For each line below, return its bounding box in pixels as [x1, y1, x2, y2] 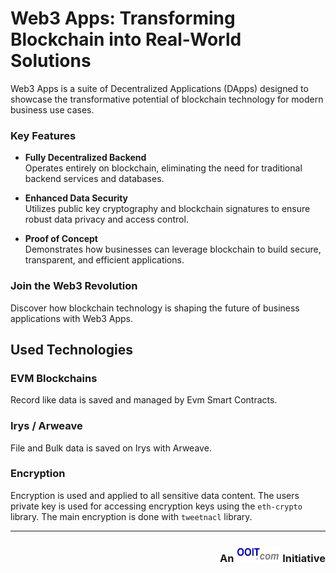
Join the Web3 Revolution [10, 279, 138, 293]
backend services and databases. [24, 173, 165, 185]
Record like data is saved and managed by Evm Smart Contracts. [10, 394, 278, 406]
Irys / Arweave [10, 419, 83, 433]
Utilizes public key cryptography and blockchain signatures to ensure [24, 203, 311, 215]
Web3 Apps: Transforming [10, 7, 236, 30]
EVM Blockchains [10, 371, 98, 385]
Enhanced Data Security [24, 192, 129, 204]
